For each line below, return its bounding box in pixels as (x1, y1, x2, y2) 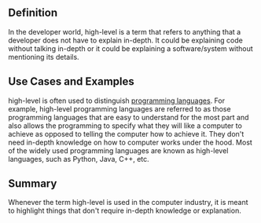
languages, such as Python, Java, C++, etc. (8, 154, 149, 163)
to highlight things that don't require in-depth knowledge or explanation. (8, 206, 241, 215)
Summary (8, 177, 57, 191)
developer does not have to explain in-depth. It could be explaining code (8, 35, 244, 45)
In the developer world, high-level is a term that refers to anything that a (8, 27, 241, 36)
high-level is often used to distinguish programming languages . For (8, 96, 226, 105)
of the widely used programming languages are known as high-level (8, 145, 229, 155)
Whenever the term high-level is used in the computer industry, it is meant (8, 198, 248, 207)
